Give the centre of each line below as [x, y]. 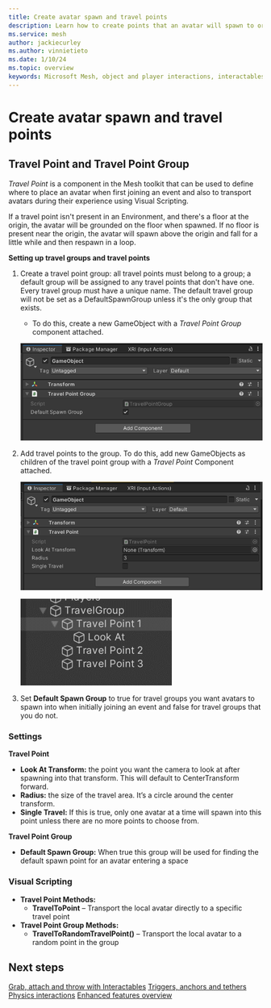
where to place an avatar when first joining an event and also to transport [130, 192]
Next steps [36, 967]
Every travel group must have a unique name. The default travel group [136, 290]
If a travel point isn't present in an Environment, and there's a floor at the [129, 216]
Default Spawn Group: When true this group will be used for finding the [140, 852]
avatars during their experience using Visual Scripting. [99, 201]
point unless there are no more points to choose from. [109, 821]
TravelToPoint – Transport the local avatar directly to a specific [137, 908]
